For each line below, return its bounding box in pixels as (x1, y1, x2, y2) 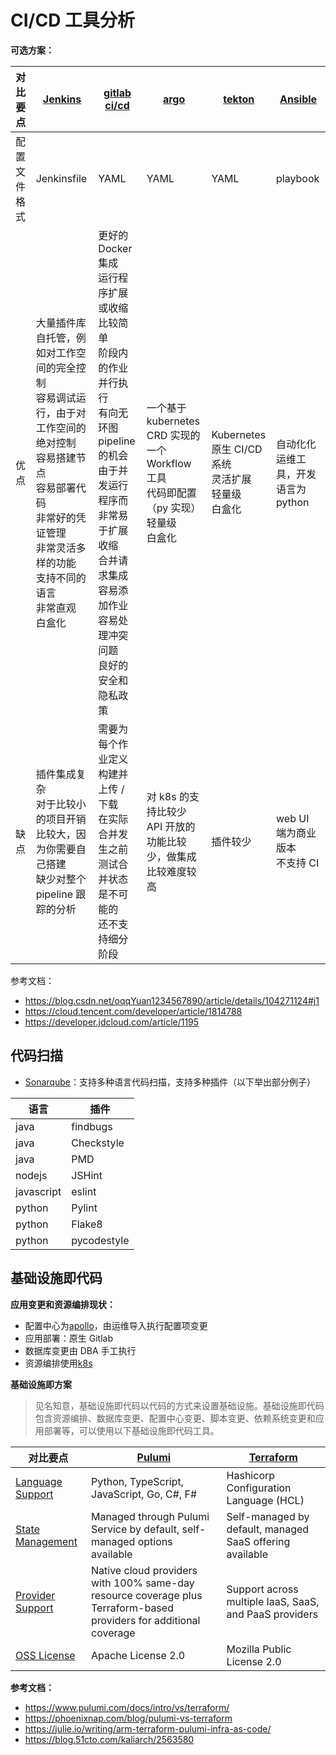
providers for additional (91, 1613, 201, 1627)
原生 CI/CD (211, 442, 263, 456)
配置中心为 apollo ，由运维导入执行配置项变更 (24, 1319, 208, 1331)
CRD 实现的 (146, 428, 201, 442)
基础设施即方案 (10, 1378, 72, 1390)
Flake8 (71, 1217, 103, 1231)
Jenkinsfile (35, 171, 88, 185)
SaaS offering (226, 1534, 291, 1548)
